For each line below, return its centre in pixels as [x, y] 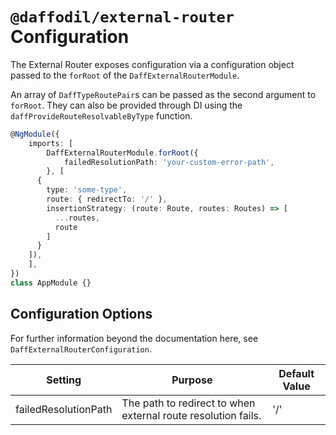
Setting [64, 380]
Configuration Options [81, 314]
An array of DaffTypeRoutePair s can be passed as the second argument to [163, 94]
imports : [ [51, 143]
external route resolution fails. [191, 415]
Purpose [192, 380]
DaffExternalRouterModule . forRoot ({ [122, 153]
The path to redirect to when [188, 403]
